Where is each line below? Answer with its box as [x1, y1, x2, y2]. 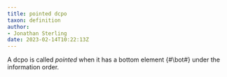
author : [7, 23, 30, 30]
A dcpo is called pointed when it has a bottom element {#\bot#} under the [7, 55, 221, 64]
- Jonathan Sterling [7, 29, 68, 37]
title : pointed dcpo [7, 10, 68, 17]
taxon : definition [7, 17, 61, 24]
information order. [7, 63, 60, 71]
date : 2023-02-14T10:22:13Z [7, 36, 90, 43]
